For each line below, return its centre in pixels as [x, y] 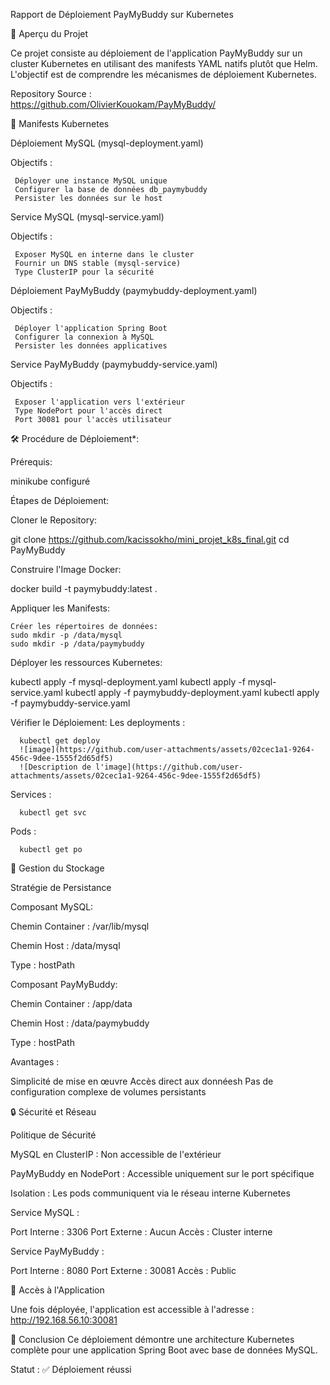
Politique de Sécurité [53, 1135]
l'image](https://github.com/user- [169, 767]
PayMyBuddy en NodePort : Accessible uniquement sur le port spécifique [162, 1173]
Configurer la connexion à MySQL [84, 337]
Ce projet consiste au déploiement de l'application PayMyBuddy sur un [156, 53]
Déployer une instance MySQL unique [91, 181]
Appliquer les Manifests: [60, 608]
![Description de [55, 767]
